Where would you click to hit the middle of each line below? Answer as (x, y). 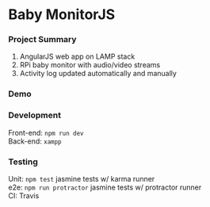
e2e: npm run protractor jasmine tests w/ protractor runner (105, 187)
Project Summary (42, 40)
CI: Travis (24, 195)
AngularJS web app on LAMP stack (77, 56)
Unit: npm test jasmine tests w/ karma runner (82, 179)
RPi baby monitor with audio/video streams (90, 65)
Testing (23, 162)
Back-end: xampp (35, 141)
